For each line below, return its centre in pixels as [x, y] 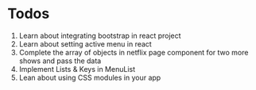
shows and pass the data [60, 61]
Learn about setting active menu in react [85, 43]
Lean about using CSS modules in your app [90, 77]
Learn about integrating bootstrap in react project [100, 36]
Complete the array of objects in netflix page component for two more [134, 52]
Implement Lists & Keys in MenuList [77, 69]
